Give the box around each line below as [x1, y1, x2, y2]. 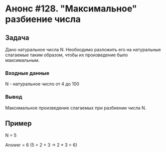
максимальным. [5, 57, 40, 63]
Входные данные [5, 69, 50, 76]
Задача [5, 33, 29, 42]
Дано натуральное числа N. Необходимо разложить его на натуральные [5, 47, 161, 52]
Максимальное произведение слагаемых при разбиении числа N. [5, 105, 147, 111]
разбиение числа [5, 13, 81, 25]
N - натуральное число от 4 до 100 [5, 81, 80, 87]
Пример [5, 119, 32, 128]
